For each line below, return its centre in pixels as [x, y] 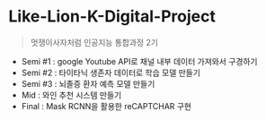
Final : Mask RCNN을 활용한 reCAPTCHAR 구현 [106, 106]
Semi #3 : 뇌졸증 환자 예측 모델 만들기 [88, 83]
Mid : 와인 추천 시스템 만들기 [71, 95]
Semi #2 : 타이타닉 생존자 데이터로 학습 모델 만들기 [111, 73]
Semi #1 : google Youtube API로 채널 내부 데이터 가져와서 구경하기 [139, 61]
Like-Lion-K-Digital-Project [112, 17]
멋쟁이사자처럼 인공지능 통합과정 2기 [94, 42]
